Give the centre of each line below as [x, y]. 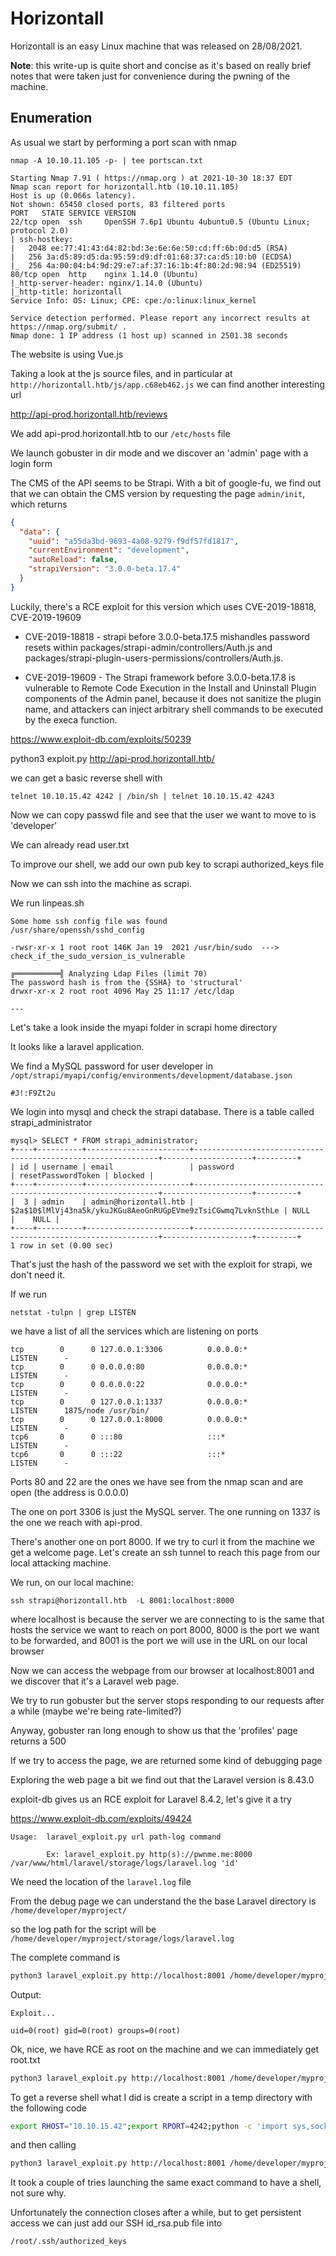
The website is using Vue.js [67, 354]
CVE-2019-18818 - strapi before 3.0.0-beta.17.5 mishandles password [167, 636]
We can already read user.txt [70, 844]
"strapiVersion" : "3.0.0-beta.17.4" [105, 569]
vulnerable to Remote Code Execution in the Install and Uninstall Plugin [170, 688]
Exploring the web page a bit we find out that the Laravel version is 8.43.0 [162, 1779]
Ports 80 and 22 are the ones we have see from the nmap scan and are [157, 1481]
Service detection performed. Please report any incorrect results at [160, 318]
